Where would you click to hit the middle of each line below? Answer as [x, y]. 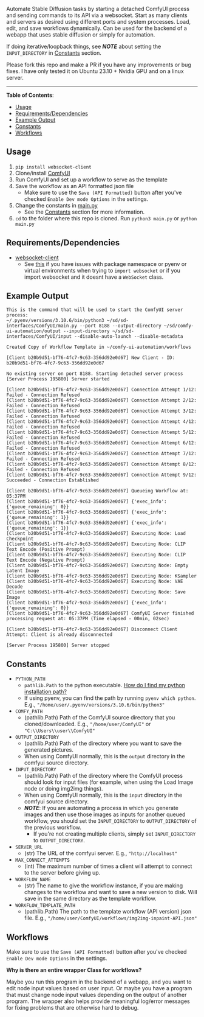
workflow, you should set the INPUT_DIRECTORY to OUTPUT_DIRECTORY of [110, 821]
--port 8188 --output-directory [121, 326]
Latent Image [23, 571]
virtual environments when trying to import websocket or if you [102, 270]
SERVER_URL [29, 847]
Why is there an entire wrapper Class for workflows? [74, 970]
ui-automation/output [34, 331]
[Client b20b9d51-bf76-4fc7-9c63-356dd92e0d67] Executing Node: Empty [97, 565]
